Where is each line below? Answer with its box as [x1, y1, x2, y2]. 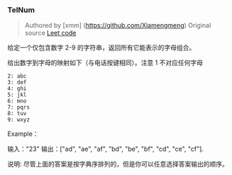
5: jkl [7, 91, 27, 99]
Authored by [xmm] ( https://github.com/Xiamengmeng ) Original [24, 21, 211, 30]
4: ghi [7, 85, 27, 92]
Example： [7, 129, 39, 138]
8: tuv [7, 110, 27, 117]
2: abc [7, 73, 27, 80]
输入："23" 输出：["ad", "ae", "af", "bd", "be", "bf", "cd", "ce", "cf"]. [7, 144, 204, 154]
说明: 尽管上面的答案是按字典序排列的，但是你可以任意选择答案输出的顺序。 [7, 160, 228, 169]
